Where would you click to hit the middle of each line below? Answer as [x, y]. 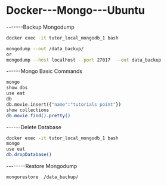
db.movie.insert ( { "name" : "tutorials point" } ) [64, 104]
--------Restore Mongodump [42, 166]
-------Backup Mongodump [40, 27]
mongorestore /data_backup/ [42, 177]
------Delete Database [34, 127]
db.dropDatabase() [29, 155]
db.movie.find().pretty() [38, 115]
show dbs [17, 88]
